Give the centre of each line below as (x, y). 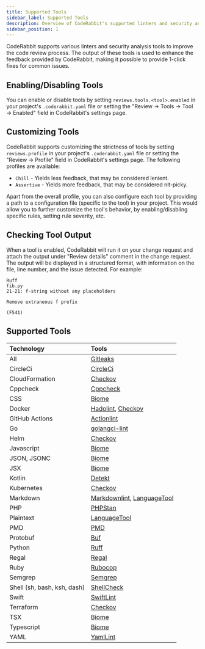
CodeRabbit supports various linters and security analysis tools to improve (100, 46)
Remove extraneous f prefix (42, 302)
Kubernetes (26, 488)
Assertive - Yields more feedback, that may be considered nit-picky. (101, 185)
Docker (20, 408)
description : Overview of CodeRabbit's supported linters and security (99, 23)
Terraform (24, 607)
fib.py (15, 286)
